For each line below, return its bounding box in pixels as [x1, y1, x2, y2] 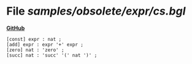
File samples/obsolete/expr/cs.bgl [6, 4, 186, 18]
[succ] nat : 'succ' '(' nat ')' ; [6, 52, 98, 59]
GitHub [6, 24, 25, 32]
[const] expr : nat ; [6, 36, 62, 42]
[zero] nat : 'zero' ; [6, 47, 64, 53]
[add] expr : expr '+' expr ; [6, 41, 84, 48]
